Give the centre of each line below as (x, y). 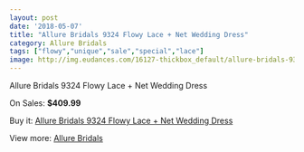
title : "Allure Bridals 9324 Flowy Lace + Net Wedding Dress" (129, 34)
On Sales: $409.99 (45, 103)
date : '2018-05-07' (46, 26)
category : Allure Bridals (58, 43)
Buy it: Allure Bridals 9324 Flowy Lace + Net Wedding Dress (121, 120)
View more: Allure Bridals (57, 138)
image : (22, 60)
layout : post (34, 18)
